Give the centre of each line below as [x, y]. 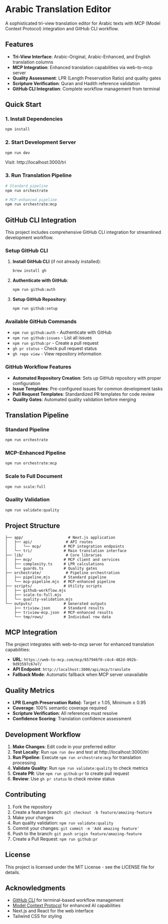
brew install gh [29, 271]
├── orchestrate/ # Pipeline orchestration [63, 573]
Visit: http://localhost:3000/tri [36, 162]
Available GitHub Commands [41, 321]
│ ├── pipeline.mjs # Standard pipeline [56, 577]
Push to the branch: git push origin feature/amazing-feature [77, 833]
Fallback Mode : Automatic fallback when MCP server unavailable [80, 674]
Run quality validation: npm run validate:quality [63, 823]
